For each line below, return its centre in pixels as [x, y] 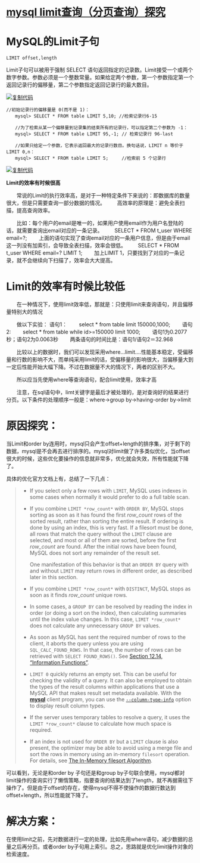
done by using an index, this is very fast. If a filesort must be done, [111, 528]
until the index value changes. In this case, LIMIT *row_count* [105, 619]
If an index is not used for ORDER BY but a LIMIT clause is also [104, 741]
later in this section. [54, 577]
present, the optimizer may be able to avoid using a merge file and [111, 748]
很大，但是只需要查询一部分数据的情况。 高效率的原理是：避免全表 [93, 203]
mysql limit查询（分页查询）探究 [86, 12]
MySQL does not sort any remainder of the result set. [95, 553]
